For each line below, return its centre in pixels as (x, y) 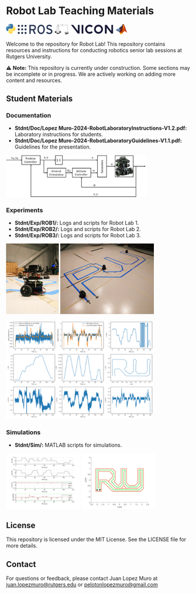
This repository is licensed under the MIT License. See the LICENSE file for (96, 539)
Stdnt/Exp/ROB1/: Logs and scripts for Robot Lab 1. (77, 223)
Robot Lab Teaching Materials (80, 11)
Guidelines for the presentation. (53, 147)
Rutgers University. (29, 56)
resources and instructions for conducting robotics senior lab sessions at (94, 50)
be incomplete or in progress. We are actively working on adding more (91, 74)
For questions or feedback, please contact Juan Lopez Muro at (82, 578)
